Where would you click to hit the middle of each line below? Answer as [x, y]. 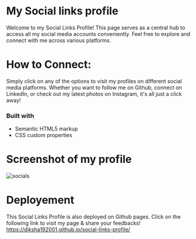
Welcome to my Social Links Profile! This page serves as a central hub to [96, 28]
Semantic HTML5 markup [46, 129]
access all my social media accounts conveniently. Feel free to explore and [98, 34]
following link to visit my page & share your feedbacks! [73, 223]
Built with [20, 116]
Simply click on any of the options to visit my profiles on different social [94, 81]
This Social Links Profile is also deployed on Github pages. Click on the [94, 217]
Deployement [40, 200]
